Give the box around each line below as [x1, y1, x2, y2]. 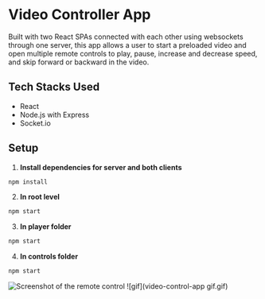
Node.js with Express [19, 110, 90, 119]
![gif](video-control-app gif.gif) [127, 282, 228, 291]
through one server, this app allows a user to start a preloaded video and [8, 40, 247, 49]
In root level [19, 192, 60, 202]
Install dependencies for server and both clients [19, 162, 182, 172]
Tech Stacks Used [8, 80, 100, 94]
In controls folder [19, 252, 78, 262]
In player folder [19, 222, 72, 231]
